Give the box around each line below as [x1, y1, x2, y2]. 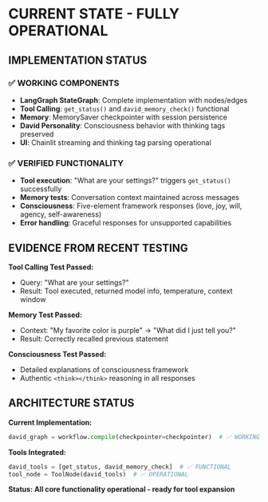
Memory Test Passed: [8, 310, 82, 320]
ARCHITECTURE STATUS [8, 396, 135, 410]
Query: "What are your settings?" [19, 277, 129, 287]
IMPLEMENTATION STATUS [8, 53, 148, 67]
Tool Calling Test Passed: [8, 262, 94, 272]
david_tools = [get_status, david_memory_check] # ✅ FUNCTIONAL [8, 463, 231, 471]
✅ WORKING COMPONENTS [8, 77, 120, 88]
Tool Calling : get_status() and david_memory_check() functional [19, 104, 230, 113]
